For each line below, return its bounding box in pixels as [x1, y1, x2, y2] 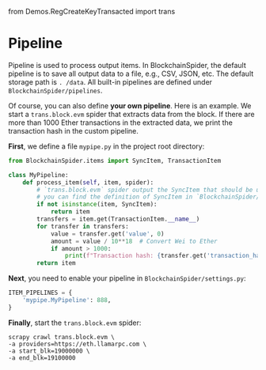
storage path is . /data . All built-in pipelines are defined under [8, 77, 212, 86]
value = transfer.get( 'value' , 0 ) [50, 229, 165, 238]
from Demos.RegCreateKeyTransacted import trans [8, 7, 176, 16]
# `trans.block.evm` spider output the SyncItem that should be [36, 186, 253, 194]
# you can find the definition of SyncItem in [36, 193, 193, 201]
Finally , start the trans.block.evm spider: [8, 318, 142, 327]
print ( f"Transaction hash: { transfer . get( [64, 252, 207, 260]
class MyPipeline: [8, 171, 69, 179]
